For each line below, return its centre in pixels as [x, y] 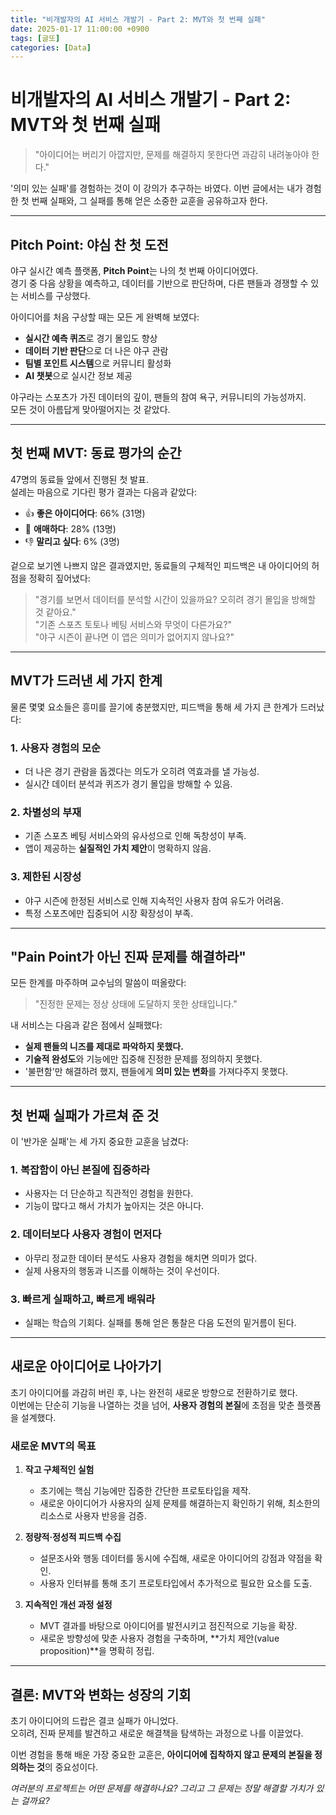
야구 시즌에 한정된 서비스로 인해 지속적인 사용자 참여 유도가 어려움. [154, 900]
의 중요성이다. [71, 1767]
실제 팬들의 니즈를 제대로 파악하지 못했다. [104, 1047]
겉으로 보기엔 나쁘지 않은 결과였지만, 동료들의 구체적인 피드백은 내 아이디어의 [160, 565]
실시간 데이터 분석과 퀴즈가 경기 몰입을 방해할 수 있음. [128, 783]
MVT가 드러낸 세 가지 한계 [86, 681]
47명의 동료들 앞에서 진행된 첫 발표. [80, 479]
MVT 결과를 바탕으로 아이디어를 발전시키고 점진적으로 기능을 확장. [168, 1626]
